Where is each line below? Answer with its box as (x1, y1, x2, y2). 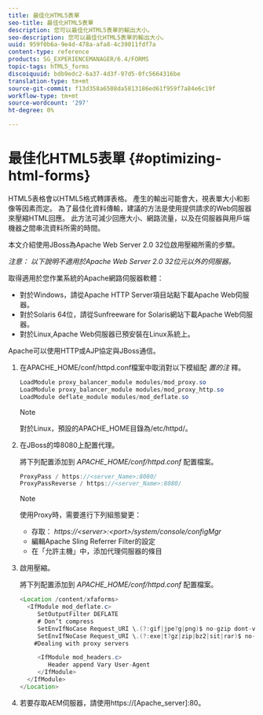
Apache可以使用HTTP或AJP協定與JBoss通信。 (8, 346, 161, 355)
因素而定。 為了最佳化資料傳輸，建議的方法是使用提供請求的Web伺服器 (21, 203, 252, 213)
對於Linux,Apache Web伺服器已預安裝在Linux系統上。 (19, 329, 195, 339)
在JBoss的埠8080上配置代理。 (19, 440, 119, 449)
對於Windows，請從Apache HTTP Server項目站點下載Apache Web (19, 290, 236, 299)
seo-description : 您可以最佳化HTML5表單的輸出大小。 (8, 33, 167, 42)
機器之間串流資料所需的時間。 (8, 223, 104, 233)
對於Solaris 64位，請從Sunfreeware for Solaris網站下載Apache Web (19, 310, 239, 319)
